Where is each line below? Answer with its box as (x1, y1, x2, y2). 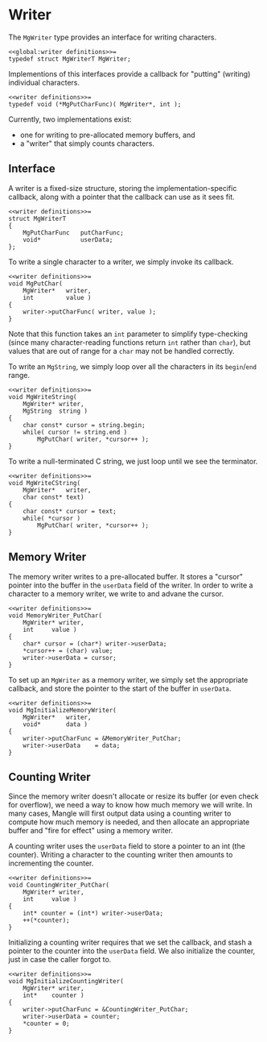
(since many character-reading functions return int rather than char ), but (8, 337, 251, 347)
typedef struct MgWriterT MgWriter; (8, 55, 131, 63)
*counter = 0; (23, 1019, 70, 1028)
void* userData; (23, 235, 113, 243)
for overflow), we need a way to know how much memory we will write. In (8, 800, 253, 810)
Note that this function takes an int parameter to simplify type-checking (8, 329, 248, 338)
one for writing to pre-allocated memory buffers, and (19, 130, 195, 139)
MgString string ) (23, 407, 88, 415)
